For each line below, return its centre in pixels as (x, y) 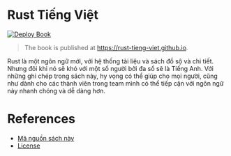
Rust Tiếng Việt (53, 15)
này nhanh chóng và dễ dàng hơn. (57, 91)
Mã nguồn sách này (46, 138)
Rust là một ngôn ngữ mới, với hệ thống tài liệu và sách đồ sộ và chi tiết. (111, 61)
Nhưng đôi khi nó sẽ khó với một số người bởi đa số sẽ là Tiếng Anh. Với (111, 68)
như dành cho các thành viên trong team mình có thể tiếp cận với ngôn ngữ (115, 83)
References (41, 119)
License (29, 146)
